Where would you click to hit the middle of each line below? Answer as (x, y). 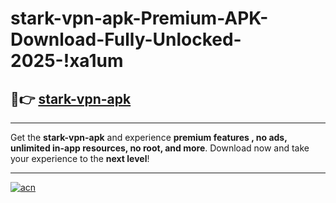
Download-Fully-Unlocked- (126, 39)
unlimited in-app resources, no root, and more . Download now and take (160, 148)
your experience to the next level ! (80, 158)
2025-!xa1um (67, 61)
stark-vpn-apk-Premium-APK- (139, 18)
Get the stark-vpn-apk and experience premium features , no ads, (149, 137)
